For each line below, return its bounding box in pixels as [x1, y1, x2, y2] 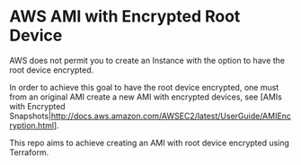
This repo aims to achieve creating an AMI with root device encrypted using [9, 137, 290, 148]
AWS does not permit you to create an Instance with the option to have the [9, 55, 286, 65]
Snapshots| [9, 110, 52, 121]
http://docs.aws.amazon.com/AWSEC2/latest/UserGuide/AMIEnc [50, 110, 292, 121]
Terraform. [9, 146, 49, 158]
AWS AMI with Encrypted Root [9, 6, 241, 27]
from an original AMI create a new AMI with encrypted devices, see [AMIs [9, 91, 283, 102]
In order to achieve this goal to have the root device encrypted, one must [9, 82, 279, 92]
